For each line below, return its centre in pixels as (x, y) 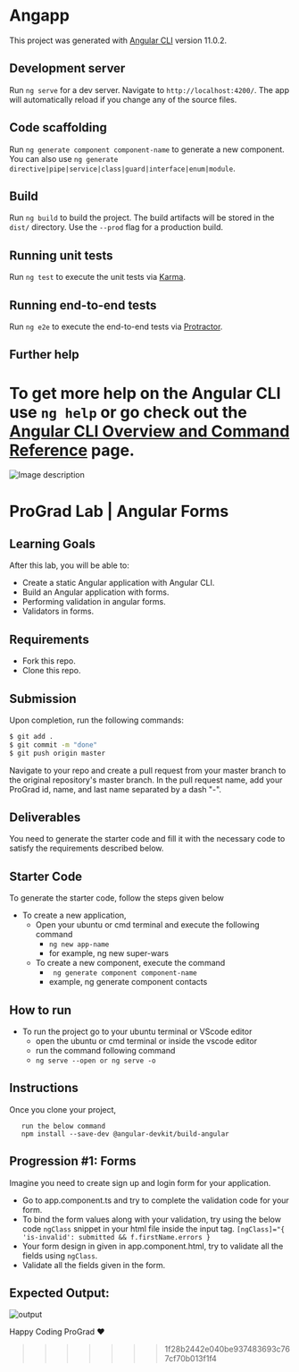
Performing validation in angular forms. (94, 602)
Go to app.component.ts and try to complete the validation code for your (156, 1200)
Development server (67, 68)
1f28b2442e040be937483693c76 (227, 1349)
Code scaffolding (58, 127)
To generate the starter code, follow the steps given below (117, 898)
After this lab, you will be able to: (69, 565)
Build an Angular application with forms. (96, 592)
